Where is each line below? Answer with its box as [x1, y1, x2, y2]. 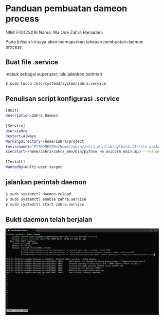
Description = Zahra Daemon [5, 113, 58, 118]
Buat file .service [5, 58, 58, 66]
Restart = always [5, 133, 36, 139]
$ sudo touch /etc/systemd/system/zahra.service [5, 81, 106, 86]
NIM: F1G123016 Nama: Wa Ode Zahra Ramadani [5, 29, 103, 35]
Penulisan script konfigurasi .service [5, 94, 120, 103]
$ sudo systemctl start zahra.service [5, 202, 84, 207]
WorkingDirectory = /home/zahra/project [5, 139, 84, 144]
